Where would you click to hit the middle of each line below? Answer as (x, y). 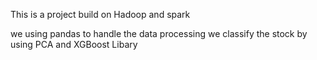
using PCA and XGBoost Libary (74, 44)
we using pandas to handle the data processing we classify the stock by (159, 33)
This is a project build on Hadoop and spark (100, 14)
